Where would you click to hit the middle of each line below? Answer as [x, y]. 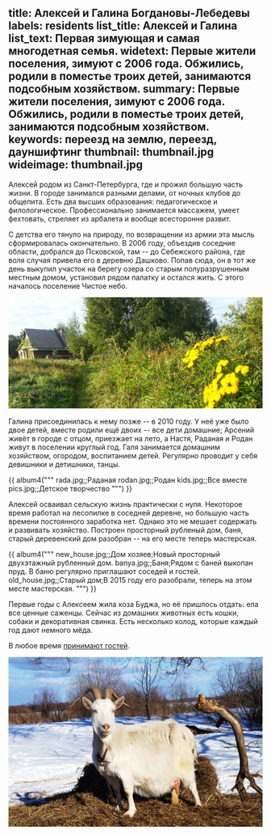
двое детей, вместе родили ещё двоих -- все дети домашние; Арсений [131, 430]
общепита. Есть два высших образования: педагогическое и [113, 201]
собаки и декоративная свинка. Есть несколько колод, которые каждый [133, 621]
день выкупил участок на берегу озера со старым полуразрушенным [129, 268]
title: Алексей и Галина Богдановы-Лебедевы [129, 13]
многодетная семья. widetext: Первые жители [132, 51]
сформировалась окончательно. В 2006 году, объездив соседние [122, 242]
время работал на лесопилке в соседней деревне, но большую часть [129, 512]
